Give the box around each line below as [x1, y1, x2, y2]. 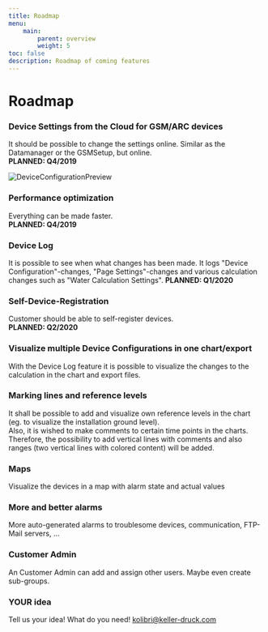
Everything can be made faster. [8, 211, 113, 220]
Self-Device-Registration [8, 295, 109, 306]
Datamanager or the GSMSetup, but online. [8, 147, 152, 158]
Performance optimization [8, 192, 114, 203]
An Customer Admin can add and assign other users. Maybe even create [8, 567, 251, 577]
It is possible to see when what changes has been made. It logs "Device [8, 258, 249, 267]
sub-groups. [8, 576, 50, 586]
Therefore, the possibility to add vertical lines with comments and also [8, 434, 243, 444]
